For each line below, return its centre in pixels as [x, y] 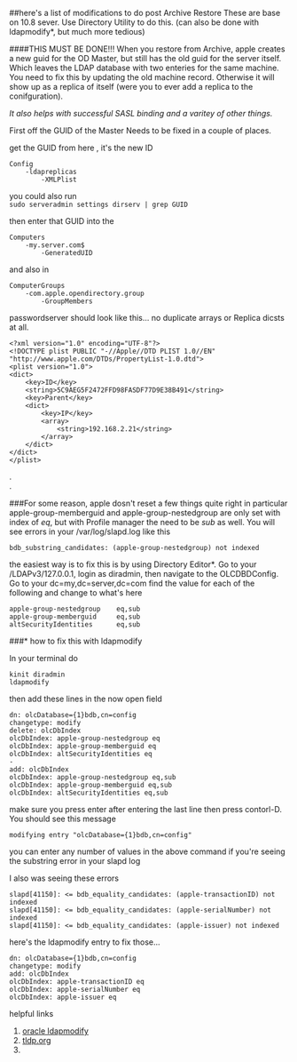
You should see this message [63, 818]
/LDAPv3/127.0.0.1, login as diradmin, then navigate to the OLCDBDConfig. [144, 574]
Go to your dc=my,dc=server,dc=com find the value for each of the [132, 583]
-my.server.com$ [55, 245]
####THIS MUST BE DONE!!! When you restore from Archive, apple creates [147, 49]
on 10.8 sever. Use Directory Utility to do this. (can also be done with [134, 22]
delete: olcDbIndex [45, 731]
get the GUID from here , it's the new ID [81, 148]
